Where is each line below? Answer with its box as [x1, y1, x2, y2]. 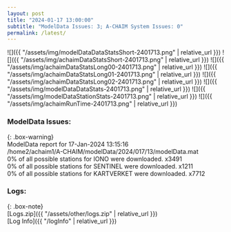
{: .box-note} [7, 202, 43, 211]
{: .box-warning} [7, 133, 54, 141]
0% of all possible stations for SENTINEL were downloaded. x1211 [7, 162, 193, 170]
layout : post [7, 10, 45, 17]
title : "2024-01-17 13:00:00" [7, 17, 94, 23]
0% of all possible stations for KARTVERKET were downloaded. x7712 [7, 169, 205, 177]
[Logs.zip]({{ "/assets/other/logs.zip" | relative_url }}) [7, 209, 158, 217]
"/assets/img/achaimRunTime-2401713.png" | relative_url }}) [7, 99, 178, 108]
